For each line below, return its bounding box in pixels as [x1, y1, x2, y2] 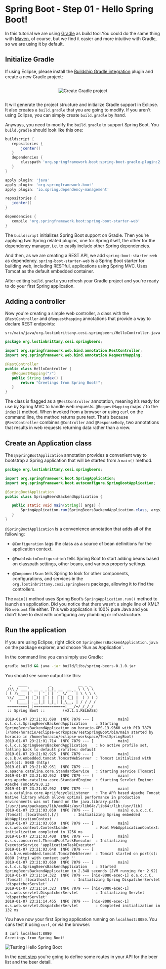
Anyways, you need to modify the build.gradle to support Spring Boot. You [5, 121, 159, 127]
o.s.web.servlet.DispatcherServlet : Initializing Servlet [5, 890, 145, 895]
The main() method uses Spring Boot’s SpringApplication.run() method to [5, 595, 158, 601]
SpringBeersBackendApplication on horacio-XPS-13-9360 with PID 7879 [5, 725, 152, 730]
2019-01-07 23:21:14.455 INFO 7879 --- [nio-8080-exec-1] [5, 899, 129, 904]
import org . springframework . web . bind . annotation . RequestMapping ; [5, 353, 142, 358]
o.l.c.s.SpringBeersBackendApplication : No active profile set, [5, 743, 149, 748]
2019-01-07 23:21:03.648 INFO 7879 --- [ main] [5, 847, 129, 852]
